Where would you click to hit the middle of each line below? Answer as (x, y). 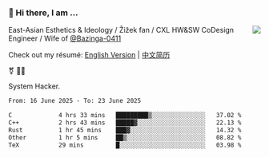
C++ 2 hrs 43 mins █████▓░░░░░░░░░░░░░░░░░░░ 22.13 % (125, 123)
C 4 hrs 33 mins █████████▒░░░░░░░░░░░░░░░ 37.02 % (125, 116)
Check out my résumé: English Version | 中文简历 (89, 55)
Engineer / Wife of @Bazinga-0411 (65, 38)
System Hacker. (34, 86)
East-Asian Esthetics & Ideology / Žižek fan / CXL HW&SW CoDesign (121, 30)
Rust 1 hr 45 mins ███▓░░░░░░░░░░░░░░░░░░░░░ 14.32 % (125, 130)
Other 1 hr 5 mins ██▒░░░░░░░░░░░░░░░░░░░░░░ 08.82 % (125, 137)
